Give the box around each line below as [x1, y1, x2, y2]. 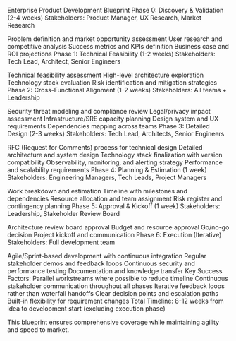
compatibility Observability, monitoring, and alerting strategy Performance [7, 158, 223, 167]
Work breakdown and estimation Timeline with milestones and [7, 187, 188, 195]
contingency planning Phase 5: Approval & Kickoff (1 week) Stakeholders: [7, 202, 221, 210]
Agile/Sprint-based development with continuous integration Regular [7, 252, 206, 260]
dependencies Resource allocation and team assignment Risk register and [7, 194, 223, 203]
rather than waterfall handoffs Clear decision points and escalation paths [7, 289, 219, 297]
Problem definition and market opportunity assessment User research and [7, 35, 223, 43]
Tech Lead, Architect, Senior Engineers [7, 57, 121, 66]
